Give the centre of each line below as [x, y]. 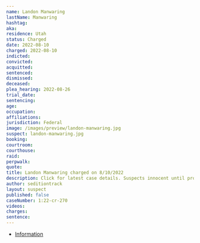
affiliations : [24, 117]
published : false [28, 195]
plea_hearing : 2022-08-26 [38, 90]
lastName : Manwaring [32, 17]
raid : [13, 156]
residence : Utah [26, 34]
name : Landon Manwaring [36, 12]
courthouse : [21, 150]
